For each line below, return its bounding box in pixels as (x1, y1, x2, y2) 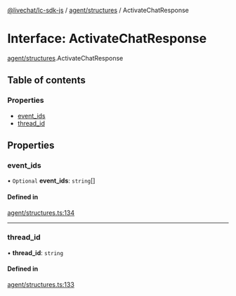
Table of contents (7, 74, 86, 87)
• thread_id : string (7, 248, 64, 257)
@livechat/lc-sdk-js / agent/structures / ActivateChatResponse (7, 6, 190, 14)
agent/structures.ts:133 (7, 280, 75, 289)
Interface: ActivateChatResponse (7, 31, 207, 47)
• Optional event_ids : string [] (7, 176, 96, 185)
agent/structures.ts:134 (7, 208, 75, 217)
